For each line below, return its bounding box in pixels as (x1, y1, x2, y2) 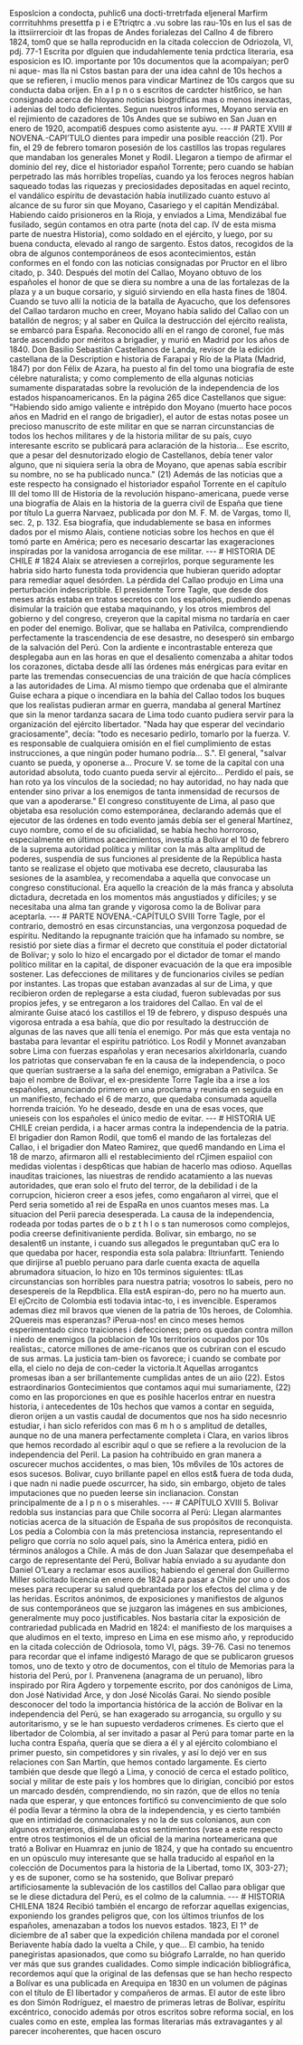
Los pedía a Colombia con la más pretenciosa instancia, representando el (9, 1526, 283, 1537)
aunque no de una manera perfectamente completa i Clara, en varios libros (9, 1430, 289, 1441)
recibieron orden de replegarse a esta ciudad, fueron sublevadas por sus (9, 988, 281, 999)
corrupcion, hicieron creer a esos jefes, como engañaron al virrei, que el (9, 1189, 279, 1200)
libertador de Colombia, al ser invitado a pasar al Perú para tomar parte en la (9, 1728, 295, 1738)
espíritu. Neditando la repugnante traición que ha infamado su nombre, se (9, 931, 285, 941)
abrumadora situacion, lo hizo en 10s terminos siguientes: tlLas (9, 1266, 244, 1277)
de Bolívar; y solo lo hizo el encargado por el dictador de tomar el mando (9, 950, 280, 960)
